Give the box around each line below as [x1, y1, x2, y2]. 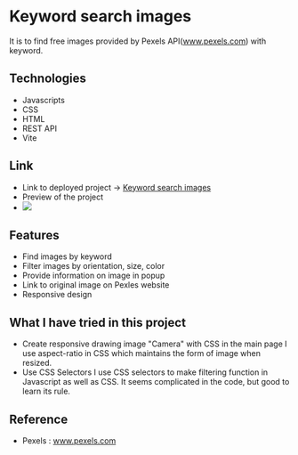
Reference [9, 411, 68, 427]
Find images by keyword [21, 251, 113, 262]
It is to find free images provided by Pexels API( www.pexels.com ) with [9, 36, 267, 46]
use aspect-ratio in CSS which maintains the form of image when [21, 348, 261, 359]
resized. [21, 358, 52, 369]
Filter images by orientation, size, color [21, 261, 165, 272]
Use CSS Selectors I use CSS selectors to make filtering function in [21, 367, 269, 378]
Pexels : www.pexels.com [21, 435, 117, 446]
